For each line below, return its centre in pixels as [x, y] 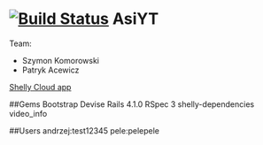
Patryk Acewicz [50, 70]
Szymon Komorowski [61, 60]
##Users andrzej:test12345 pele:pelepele [85, 130]
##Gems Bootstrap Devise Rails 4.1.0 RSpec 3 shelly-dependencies [132, 104]
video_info [28, 113]
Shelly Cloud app [40, 87]
